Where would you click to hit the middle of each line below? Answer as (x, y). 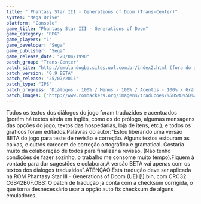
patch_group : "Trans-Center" (42, 62)
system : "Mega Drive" (33, 17)
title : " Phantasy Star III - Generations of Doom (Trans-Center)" (92, 12)
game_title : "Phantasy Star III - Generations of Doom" (77, 28)
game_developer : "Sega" (36, 46)
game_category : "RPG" (33, 34)
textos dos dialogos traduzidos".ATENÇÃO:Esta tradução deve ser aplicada (99, 170)
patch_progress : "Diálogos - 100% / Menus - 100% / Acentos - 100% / (95, 90)
